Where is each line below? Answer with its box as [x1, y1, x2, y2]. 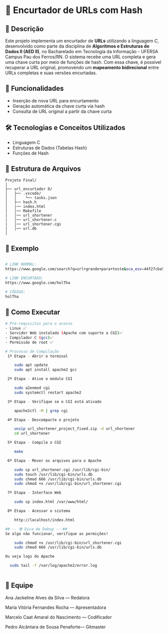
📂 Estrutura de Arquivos [5, 165, 81, 173]
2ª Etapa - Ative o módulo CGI [7, 376, 72, 382]
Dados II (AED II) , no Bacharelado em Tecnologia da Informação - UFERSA [5, 49, 158, 54]
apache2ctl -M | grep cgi [14, 408, 68, 413]
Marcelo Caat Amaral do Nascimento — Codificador [5, 614, 112, 620]
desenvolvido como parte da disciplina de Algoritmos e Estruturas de [5, 43, 149, 49]
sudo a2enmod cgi [14, 386, 50, 391]
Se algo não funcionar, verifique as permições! [5, 531, 108, 536]
